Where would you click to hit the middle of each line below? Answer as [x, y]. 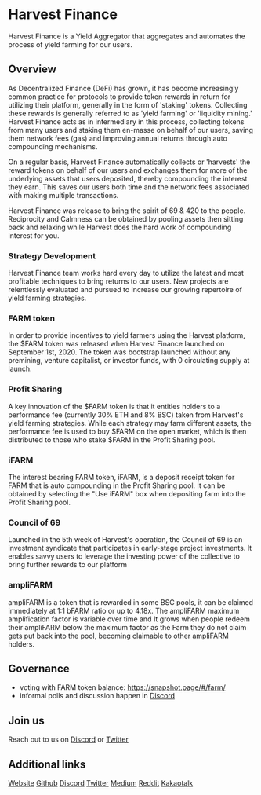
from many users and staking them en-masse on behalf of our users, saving [130, 130]
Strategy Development [52, 255]
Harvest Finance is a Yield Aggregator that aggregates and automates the [127, 36]
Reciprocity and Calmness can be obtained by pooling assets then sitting [126, 218]
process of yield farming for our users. [71, 44]
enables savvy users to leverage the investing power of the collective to [124, 556]
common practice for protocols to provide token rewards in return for [120, 97]
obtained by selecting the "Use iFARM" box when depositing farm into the [127, 493]
